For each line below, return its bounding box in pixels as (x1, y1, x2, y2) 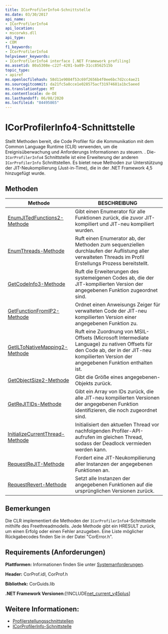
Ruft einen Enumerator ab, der (74, 234, 146, 241)
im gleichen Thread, (96, 433, 143, 440)
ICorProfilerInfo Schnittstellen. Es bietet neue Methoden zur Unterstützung (5, 159, 163, 165)
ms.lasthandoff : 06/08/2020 (5, 95, 64, 100)
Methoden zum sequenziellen (74, 241, 145, 248)
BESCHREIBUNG (97, 199, 137, 206)
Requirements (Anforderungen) (5, 548, 106, 556)
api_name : (5, 16, 26, 21)
